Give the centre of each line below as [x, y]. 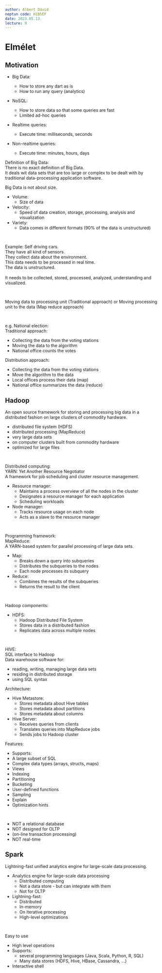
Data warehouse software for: [35, 660]
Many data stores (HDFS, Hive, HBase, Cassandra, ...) [73, 961]
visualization [32, 217]
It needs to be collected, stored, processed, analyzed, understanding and [78, 278]
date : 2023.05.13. [24, 18]
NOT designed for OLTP [36, 829]
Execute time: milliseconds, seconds [56, 134]
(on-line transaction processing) [44, 834]
